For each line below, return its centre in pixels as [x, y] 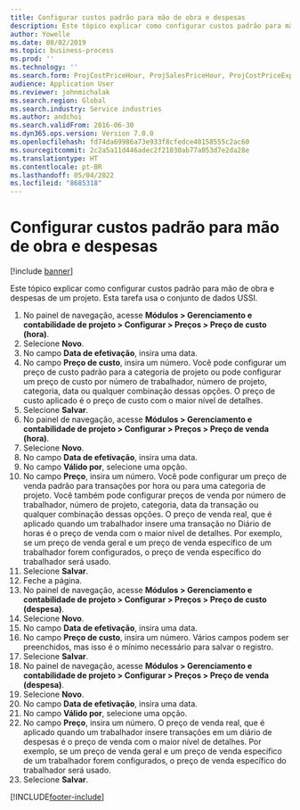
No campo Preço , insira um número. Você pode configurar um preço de [155, 476]
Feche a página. [53, 581]
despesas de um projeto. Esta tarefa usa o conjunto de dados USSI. [134, 298]
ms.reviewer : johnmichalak [60, 92]
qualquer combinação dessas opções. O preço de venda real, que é [147, 515]
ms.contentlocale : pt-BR [56, 167]
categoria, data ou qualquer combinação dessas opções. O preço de [149, 391]
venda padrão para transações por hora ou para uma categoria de [144, 486]
